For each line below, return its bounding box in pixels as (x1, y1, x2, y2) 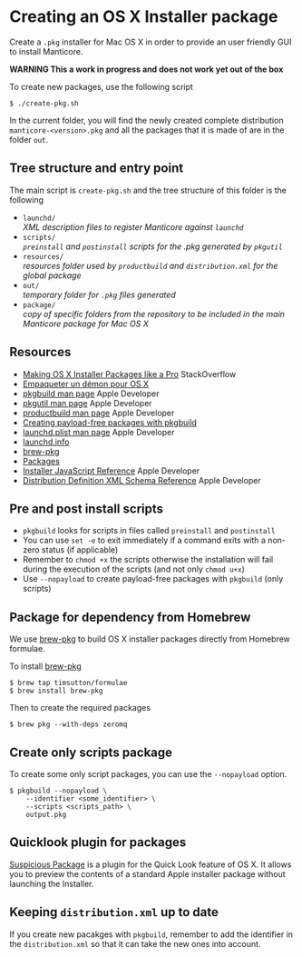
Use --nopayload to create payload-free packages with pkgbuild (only (22, 573, 284, 584)
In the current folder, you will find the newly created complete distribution (9, 115, 284, 125)
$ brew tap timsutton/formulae (9, 679, 128, 688)
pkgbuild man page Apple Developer (22, 388, 160, 399)
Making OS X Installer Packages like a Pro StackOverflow (22, 368, 237, 379)
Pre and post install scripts (9, 501, 164, 516)
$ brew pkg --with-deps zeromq (9, 720, 128, 729)
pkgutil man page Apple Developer (22, 397, 152, 408)
